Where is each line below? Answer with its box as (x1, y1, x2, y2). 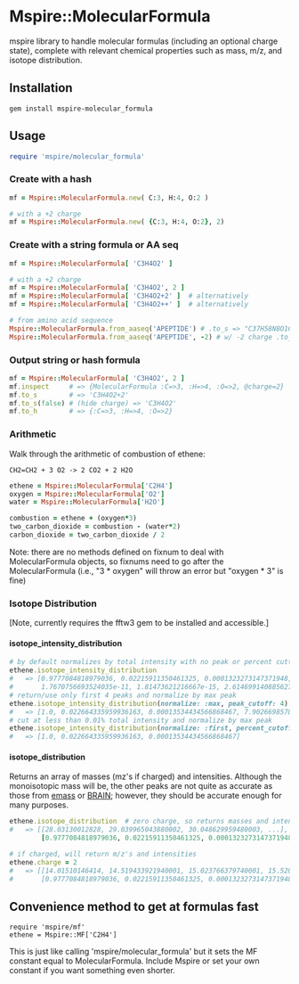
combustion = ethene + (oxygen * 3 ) (9, 514, 138, 523)
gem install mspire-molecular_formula (9, 104, 153, 113)
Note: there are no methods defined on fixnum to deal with (9, 546, 224, 557)
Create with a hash (9, 173, 93, 185)
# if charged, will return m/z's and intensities (9, 849, 198, 858)
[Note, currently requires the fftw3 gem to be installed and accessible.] (9, 618, 270, 628)
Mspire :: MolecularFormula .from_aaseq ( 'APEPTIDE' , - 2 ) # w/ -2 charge (9, 332, 273, 341)
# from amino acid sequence (9, 316, 114, 325)
